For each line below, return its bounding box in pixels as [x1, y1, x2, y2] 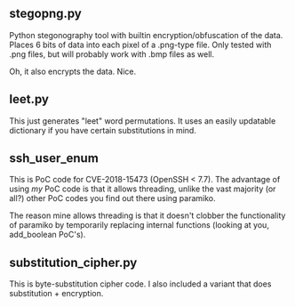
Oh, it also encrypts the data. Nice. [9, 66, 136, 77]
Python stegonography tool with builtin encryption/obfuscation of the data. [9, 29, 283, 40]
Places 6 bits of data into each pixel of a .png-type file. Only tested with [9, 39, 272, 50]
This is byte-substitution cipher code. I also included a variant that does [9, 279, 272, 289]
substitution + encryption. [9, 288, 104, 299]
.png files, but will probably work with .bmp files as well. [9, 48, 215, 60]
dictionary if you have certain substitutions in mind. [9, 125, 197, 135]
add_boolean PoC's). [9, 230, 86, 240]
